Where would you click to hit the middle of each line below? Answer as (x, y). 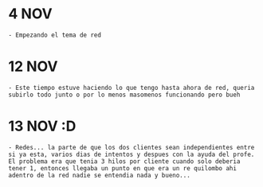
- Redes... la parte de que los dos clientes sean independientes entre (131, 147)
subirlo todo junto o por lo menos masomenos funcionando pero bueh (124, 95)
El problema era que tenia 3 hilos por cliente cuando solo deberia (124, 161)
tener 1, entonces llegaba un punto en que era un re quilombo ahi (123, 168)
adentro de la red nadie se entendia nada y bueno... (100, 175)
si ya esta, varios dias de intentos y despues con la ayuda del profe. (131, 154)
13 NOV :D (42, 126)
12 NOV (33, 66)
